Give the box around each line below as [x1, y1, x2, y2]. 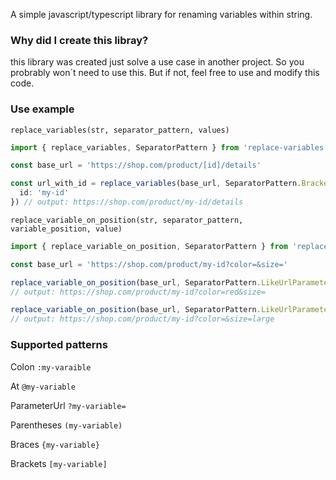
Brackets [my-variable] [10, 457, 108, 469]
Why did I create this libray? [10, 33, 149, 47]
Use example [10, 102, 75, 116]
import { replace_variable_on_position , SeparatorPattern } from [10, 241, 288, 251]
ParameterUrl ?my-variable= [10, 399, 127, 411]
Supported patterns [10, 338, 108, 352]
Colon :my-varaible [10, 360, 92, 373]
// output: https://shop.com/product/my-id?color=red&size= [10, 287, 267, 297]
